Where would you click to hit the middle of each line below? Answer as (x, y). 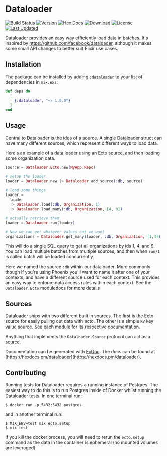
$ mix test (17, 428)
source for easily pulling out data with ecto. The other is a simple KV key (79, 321)
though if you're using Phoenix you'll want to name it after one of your (77, 272)
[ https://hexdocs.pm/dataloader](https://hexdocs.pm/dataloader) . (73, 357)
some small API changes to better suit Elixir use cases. (62, 48)
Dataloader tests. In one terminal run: (44, 396)
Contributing (26, 373)
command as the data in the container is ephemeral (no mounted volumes (82, 443)
